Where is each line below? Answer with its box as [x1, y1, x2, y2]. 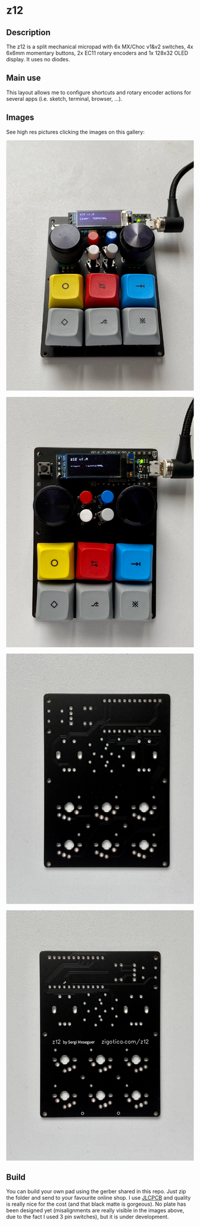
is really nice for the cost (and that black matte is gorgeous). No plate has [6, 1200, 186, 1208]
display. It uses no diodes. [6, 56, 70, 63]
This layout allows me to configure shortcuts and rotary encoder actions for [6, 89, 192, 96]
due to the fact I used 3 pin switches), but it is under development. [6, 1213, 169, 1221]
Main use [6, 73, 41, 83]
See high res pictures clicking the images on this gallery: [6, 128, 145, 135]
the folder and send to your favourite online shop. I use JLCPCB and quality [6, 1194, 191, 1202]
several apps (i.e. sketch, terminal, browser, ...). [6, 95, 123, 102]
